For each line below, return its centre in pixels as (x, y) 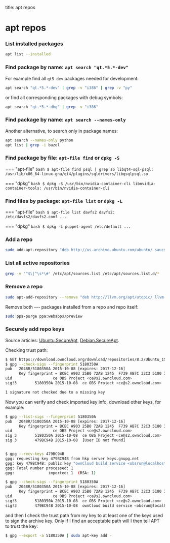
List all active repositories (37, 263)
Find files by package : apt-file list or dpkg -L (64, 201)
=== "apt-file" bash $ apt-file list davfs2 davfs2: (60, 212)
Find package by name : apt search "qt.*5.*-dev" (67, 67)
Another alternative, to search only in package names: (61, 131)
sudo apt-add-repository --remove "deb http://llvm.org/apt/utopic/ (79, 297)
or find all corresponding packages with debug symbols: (64, 97)
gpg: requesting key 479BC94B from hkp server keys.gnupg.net (72, 459)
